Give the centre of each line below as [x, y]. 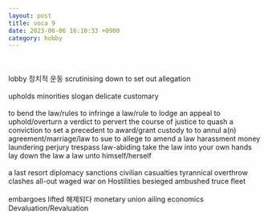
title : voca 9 [32, 23]
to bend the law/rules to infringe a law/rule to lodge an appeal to [114, 114]
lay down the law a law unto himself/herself [80, 156]
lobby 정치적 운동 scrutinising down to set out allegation [99, 79]
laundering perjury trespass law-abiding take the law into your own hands [130, 147]
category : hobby [35, 38]
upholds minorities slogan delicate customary [83, 96]
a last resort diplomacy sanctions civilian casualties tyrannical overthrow [128, 173]
